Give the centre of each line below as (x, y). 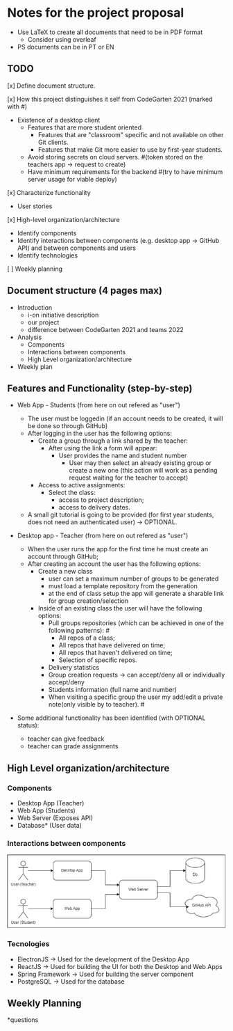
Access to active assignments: (81, 485)
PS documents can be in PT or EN (66, 47)
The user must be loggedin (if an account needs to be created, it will (125, 418)
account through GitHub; (63, 557)
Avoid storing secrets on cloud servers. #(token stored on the (115, 157)
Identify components (47, 233)
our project (43, 322)
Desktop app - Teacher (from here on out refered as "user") (103, 536)
